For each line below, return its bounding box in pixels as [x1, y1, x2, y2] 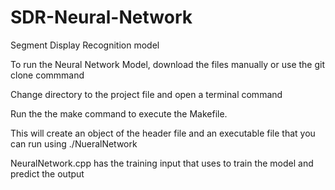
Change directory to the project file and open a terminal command [10, 88, 283, 100]
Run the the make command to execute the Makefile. [10, 107, 228, 120]
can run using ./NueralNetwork [10, 137, 138, 150]
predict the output [10, 167, 85, 180]
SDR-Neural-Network [10, 6, 193, 29]
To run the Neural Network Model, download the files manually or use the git [10, 58, 326, 70]
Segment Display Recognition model [10, 39, 160, 51]
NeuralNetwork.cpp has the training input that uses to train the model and [10, 157, 314, 169]
